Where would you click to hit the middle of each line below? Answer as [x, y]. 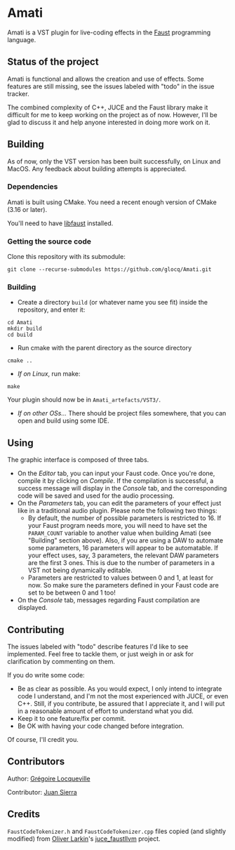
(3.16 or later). [27, 209]
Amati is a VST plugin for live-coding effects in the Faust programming [109, 32]
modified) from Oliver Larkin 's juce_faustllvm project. [84, 838]
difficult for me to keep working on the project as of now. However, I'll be [112, 114]
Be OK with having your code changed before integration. [101, 726]
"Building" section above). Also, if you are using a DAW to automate [125, 540]
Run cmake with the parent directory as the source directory [105, 348]
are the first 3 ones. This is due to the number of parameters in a [121, 563]
